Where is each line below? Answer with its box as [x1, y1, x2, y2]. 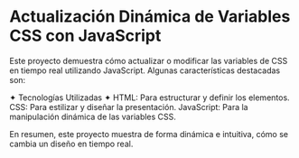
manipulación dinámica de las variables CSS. [9, 111, 176, 122]
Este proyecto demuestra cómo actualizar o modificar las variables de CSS [9, 55, 288, 66]
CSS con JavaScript [9, 25, 162, 46]
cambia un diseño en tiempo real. [9, 138, 134, 149]
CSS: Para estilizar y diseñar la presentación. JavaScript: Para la [9, 101, 248, 112]
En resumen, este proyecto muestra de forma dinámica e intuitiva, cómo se [9, 128, 289, 139]
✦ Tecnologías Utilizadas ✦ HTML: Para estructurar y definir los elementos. [9, 92, 291, 103]
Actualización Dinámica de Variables [9, 6, 291, 27]
